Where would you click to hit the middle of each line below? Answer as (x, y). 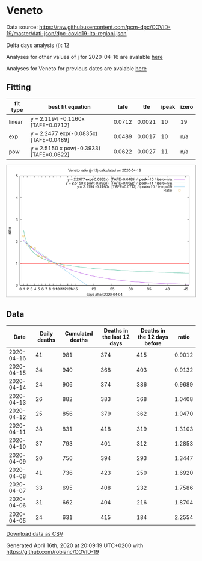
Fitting (19, 87)
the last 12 (116, 337)
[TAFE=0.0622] (50, 155)
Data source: (22, 27)
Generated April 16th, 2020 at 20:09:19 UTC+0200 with (75, 545)
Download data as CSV (35, 534)
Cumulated (79, 334)
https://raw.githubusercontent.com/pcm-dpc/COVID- (105, 27)
